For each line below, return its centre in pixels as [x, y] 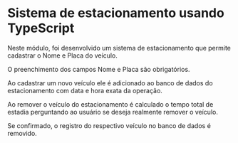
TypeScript [41, 28]
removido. [22, 133]
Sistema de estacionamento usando [116, 13]
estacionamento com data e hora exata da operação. [85, 90]
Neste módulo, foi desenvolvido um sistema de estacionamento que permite [119, 48]
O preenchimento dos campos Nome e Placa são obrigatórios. [99, 69]
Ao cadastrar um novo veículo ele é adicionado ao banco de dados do [110, 83]
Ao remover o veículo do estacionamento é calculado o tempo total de [110, 104]
